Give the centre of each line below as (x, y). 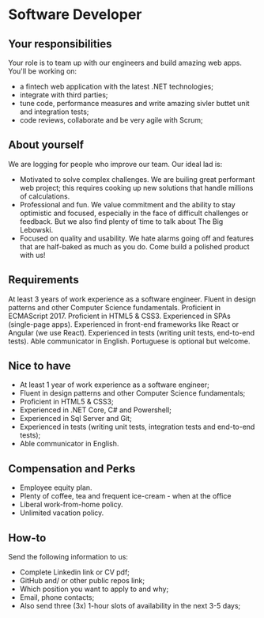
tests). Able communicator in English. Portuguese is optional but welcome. (129, 341)
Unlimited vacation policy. (62, 513)
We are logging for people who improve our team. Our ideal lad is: (115, 164)
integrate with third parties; (64, 95)
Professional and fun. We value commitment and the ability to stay (127, 204)
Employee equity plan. (56, 487)
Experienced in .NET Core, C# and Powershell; (96, 410)
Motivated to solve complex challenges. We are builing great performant (137, 179)
